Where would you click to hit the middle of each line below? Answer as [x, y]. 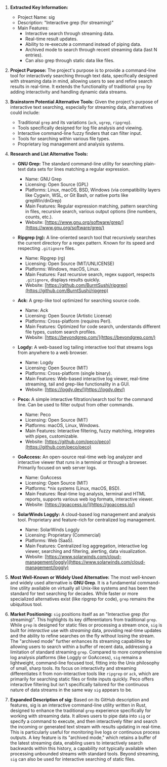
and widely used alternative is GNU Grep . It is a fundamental [73, 583]
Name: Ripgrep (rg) [45, 258]
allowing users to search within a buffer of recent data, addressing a [81, 646]
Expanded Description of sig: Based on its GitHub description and [79, 700]
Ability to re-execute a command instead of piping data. [83, 44]
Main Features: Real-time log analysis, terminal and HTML [85, 494]
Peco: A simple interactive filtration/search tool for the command [85, 399]
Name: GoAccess [43, 477]
